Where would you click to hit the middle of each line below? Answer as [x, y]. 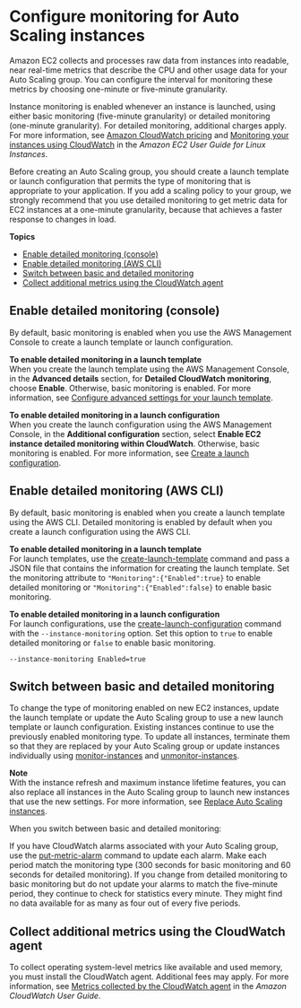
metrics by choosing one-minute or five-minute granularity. [119, 89]
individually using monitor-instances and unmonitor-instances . [125, 756]
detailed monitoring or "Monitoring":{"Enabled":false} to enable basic [141, 587]
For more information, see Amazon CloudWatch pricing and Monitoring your [149, 135]
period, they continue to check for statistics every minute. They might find [146, 894]
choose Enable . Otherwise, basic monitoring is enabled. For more [130, 388]
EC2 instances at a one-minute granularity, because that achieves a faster [146, 209]
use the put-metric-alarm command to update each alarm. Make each [138, 855]
